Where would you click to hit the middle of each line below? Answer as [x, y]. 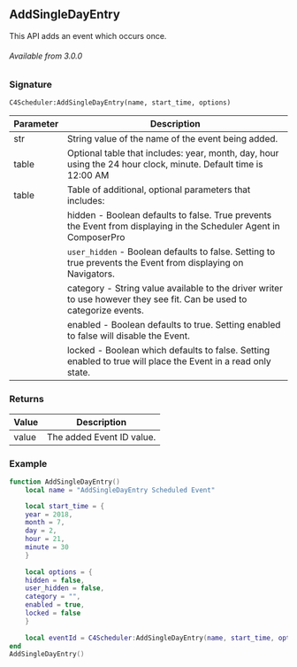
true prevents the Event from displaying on [155, 263]
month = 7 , [45, 523]
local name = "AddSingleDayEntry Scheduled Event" [120, 490]
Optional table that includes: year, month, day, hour [173, 153]
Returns [27, 399]
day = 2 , [41, 531]
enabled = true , [55, 605]
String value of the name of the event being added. [172, 139]
